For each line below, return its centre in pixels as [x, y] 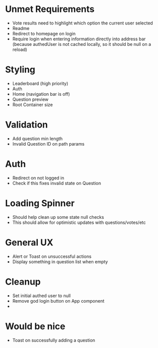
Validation [27, 125]
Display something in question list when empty [60, 261]
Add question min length [38, 139]
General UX [29, 242]
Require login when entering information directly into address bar [79, 39]
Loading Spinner [40, 203]
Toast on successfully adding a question [54, 340]
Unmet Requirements [50, 9]
